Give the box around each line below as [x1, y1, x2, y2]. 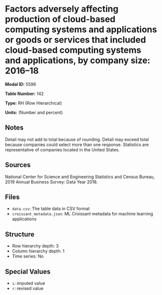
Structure [5, 230, 35, 238]
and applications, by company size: [5, 55, 151, 66]
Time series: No [12, 253, 44, 259]
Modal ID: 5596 [5, 81, 36, 87]
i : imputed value [12, 280, 45, 286]
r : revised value [12, 285, 44, 291]
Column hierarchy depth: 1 [12, 248, 65, 254]
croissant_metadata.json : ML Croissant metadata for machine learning [12, 211, 153, 217]
